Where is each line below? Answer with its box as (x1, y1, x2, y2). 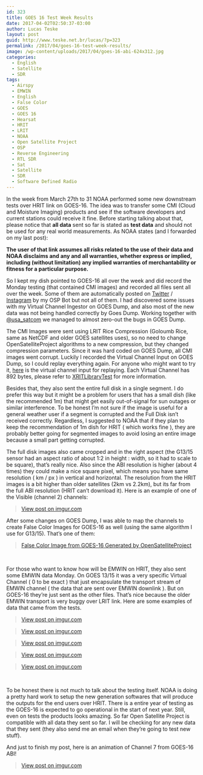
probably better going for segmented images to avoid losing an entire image (6, 429, 196, 437)
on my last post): (6, 234, 48, 241)
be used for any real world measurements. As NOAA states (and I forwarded (6, 228, 197, 235)
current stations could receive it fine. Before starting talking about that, (6, 214, 184, 222)
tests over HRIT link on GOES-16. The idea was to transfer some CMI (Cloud (6, 201, 196, 209)
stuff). (6, 731, 22, 739)
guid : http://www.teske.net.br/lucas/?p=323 (6, 37, 121, 43)
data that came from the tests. (6, 603, 82, 611)
